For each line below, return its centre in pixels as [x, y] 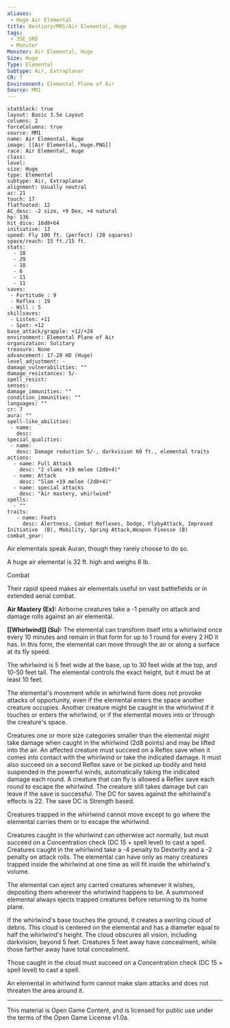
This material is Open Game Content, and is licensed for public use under [110, 1010]
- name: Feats [36, 518]
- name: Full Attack [42, 464]
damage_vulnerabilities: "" [47, 368]
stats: [16, 247]
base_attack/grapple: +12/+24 [50, 332]
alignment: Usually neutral [47, 187]
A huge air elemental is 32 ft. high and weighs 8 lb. [79, 562]
